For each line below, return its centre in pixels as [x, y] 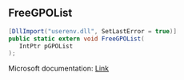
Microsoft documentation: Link [59, 69]
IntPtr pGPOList [46, 46]
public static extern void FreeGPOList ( [77, 39]
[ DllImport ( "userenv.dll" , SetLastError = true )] [93, 31]
